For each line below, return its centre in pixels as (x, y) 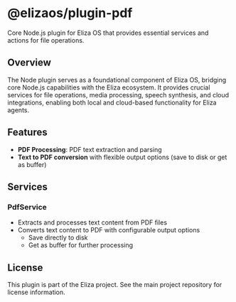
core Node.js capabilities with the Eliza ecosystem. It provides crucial (109, 87)
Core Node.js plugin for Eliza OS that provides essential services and (108, 33)
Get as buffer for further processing (81, 245)
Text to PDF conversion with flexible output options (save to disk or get (122, 157)
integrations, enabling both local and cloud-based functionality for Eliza (112, 102)
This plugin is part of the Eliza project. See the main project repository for (115, 285)
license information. (36, 292)
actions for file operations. (46, 40)
